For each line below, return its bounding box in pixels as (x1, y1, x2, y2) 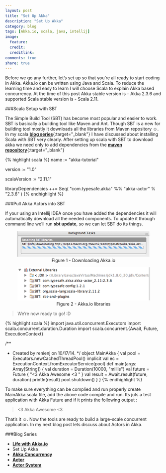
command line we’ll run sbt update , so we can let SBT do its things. (5, 221, 143, 227)
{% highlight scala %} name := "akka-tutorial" (5, 157, 99, 163)
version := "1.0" (5, 166, 37, 172)
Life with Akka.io (12, 441, 48, 447)
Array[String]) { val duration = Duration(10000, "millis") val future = (12, 366, 150, 372)
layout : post (5, 8, 32, 13)
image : (5, 34, 19, 39)
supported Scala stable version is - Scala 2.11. (5, 96, 99, 102)
